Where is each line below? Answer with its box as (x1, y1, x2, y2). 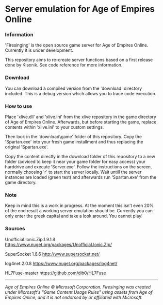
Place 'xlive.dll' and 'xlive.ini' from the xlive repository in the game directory (5, 114, 157, 120)
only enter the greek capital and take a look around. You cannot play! (5, 213, 143, 219)
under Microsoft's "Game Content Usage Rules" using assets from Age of (5, 289, 153, 295)
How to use (5, 102, 33, 109)
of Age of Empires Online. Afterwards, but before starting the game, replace (5, 119, 157, 125)
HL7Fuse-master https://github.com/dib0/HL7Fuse (5, 270, 106, 276)
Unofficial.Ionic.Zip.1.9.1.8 (5, 236, 56, 242)
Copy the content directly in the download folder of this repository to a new (5, 154, 155, 160)
